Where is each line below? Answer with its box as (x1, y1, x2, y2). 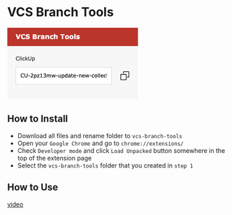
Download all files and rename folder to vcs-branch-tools (17, 131, 183, 140)
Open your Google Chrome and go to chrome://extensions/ (17, 139, 184, 147)
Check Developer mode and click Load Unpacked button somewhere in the (17, 146, 226, 154)
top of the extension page (17, 154, 92, 162)
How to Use (7, 181, 59, 193)
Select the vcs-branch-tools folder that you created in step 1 (17, 161, 194, 170)
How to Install (7, 113, 68, 125)
